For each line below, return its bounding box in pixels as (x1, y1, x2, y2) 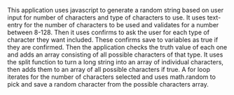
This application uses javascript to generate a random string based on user (7, 6, 224, 14)
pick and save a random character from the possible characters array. (7, 80, 209, 88)
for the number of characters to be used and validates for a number (24, 21, 219, 29)
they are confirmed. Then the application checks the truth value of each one (7, 43, 228, 51)
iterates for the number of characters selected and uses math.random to (7, 73, 216, 81)
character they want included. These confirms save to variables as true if (7, 36, 219, 44)
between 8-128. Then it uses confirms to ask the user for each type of (7, 28, 210, 36)
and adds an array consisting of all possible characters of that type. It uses (7, 50, 223, 59)
